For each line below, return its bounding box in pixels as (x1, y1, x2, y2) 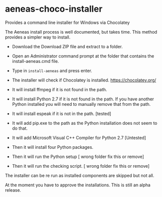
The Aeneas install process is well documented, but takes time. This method (5, 29, 158, 35)
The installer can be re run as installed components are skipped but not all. (5, 172, 154, 178)
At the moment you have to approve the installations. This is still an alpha (5, 182, 151, 188)
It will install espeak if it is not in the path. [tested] (12, 111, 112, 117)
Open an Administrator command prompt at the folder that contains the (12, 53, 154, 59)
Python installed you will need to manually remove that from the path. (12, 101, 151, 107)
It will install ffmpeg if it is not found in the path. (12, 86, 108, 92)
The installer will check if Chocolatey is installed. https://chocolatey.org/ (12, 77, 157, 83)
